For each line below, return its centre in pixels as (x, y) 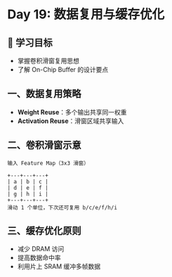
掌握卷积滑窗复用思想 (48, 61)
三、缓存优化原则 (44, 231)
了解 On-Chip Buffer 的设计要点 (63, 70)
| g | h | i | (28, 194)
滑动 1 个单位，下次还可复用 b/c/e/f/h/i (62, 207)
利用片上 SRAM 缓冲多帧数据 (59, 266)
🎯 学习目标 (30, 43)
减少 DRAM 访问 (41, 249)
